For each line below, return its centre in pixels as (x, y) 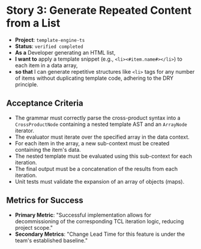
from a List (33, 23)
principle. (26, 84)
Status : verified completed (49, 46)
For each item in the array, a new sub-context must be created (92, 143)
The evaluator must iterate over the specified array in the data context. (102, 137)
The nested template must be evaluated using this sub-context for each (103, 156)
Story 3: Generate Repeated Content (99, 10)
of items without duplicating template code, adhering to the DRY (94, 78)
